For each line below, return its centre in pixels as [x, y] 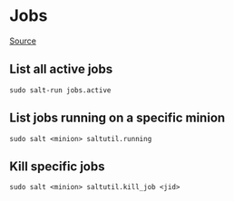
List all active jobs [61, 69]
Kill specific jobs [57, 166]
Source [23, 41]
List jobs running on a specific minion [117, 118]
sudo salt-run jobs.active [60, 90]
